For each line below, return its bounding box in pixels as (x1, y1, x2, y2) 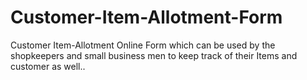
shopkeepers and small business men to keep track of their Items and (10, 49, 298, 61)
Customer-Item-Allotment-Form (10, 6, 283, 29)
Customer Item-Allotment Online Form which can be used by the (10, 39, 276, 51)
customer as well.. (10, 60, 86, 72)
